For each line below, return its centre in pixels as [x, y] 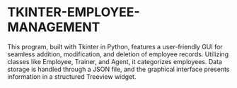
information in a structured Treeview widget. [72, 76]
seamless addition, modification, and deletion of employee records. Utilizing [118, 54]
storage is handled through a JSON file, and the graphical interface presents [118, 69]
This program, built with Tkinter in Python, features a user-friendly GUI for [115, 46]
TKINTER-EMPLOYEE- [74, 12]
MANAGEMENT [54, 27]
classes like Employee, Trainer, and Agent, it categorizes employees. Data [115, 61]
